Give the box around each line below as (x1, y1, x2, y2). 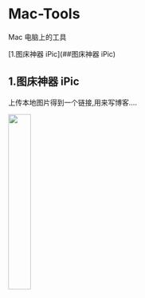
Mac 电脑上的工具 (8, 32, 67, 42)
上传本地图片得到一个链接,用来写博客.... (8, 97, 138, 107)
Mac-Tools (8, 5, 80, 23)
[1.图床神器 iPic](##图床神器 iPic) (8, 49, 116, 58)
